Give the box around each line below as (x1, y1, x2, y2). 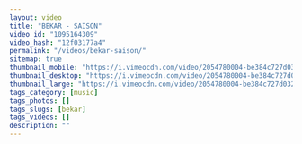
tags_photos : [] (9, 96, 70, 106)
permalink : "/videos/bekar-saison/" (9, 47, 147, 55)
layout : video (9, 13, 63, 22)
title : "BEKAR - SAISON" (9, 21, 102, 30)
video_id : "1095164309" (9, 30, 99, 38)
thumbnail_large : (9, 80, 75, 89)
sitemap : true (9, 55, 63, 64)
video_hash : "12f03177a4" (9, 38, 106, 47)
